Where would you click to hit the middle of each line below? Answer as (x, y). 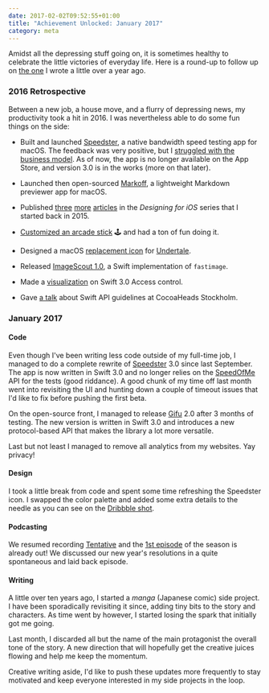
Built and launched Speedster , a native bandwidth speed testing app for (139, 142)
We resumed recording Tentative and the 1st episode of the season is (123, 545)
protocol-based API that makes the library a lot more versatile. (111, 431)
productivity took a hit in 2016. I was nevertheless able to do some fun (124, 118)
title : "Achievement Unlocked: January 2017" (86, 23)
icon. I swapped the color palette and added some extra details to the (123, 499)
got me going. (31, 624)
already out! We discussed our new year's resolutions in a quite (113, 553)
